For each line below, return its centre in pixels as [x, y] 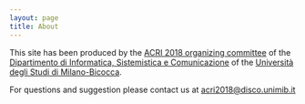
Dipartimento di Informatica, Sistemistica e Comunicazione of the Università [152, 62]
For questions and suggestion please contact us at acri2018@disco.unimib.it [152, 89]
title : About [34, 26]
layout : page [34, 18]
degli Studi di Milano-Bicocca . [66, 72]
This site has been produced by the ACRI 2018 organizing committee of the [150, 52]
